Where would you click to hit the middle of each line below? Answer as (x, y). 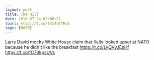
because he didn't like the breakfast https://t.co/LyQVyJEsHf (67, 47)
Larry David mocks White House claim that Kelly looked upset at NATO (77, 42)
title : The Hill (22, 14)
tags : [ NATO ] (19, 28)
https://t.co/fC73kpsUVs (30, 53)
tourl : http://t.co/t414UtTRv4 (38, 23)
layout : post (19, 10)
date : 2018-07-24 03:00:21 (33, 19)
